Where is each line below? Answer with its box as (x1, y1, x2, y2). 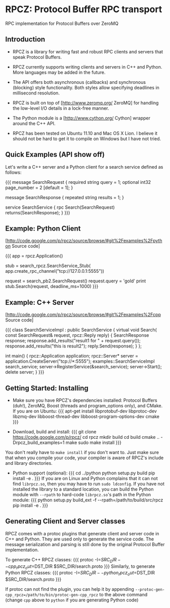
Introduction (5, 35, 46, 44)
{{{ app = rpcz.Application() (5, 253, 63, 259)
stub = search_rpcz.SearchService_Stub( (5, 263, 91, 269)
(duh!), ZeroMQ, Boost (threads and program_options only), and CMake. (12, 403, 163, 408)
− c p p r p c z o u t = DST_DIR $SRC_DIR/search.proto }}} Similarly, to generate (5, 563, 155, 570)
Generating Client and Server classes (5, 517, 125, 526)
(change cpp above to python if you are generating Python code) (5, 597, 139, 603)
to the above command (99, 592, 148, 598)
